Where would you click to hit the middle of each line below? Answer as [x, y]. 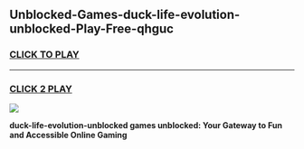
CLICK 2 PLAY [41, 88]
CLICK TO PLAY [44, 55]
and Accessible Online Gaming [68, 135]
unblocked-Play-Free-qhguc [92, 29]
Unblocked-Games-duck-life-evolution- [125, 15]
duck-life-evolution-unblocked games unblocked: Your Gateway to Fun [146, 125]
